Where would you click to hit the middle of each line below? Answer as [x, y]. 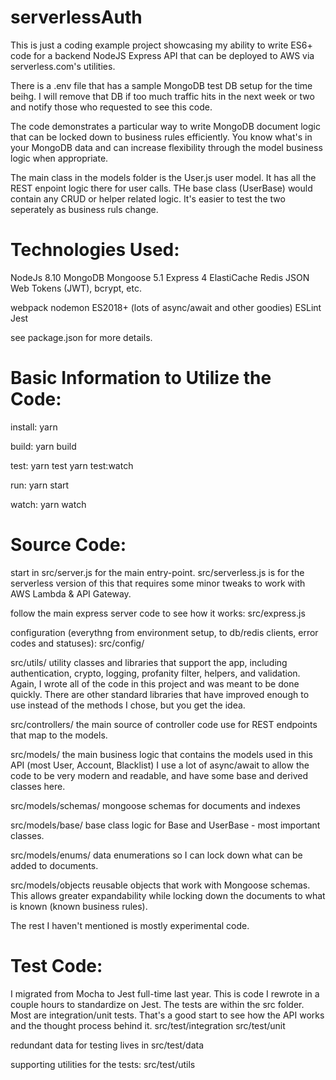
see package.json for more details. [81, 337]
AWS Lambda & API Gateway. [71, 593]
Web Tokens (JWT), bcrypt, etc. [76, 288]
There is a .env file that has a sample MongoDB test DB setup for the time [161, 85]
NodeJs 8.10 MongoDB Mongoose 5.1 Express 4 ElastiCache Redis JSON [160, 277]
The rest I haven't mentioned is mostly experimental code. [130, 925]
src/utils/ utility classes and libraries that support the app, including [149, 662]
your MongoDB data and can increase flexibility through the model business [166, 147]
